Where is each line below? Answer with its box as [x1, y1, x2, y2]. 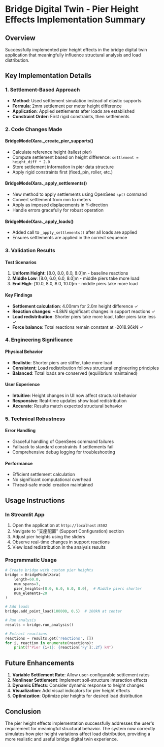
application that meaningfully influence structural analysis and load [5, 52, 141, 58]
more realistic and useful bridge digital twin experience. [5, 736, 118, 742]
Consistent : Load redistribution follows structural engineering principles [12, 365, 159, 371]
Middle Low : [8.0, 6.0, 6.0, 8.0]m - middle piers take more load [12, 275, 139, 281]
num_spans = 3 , [14, 581, 41, 586]
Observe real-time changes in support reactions [12, 539, 110, 545]
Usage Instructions [5, 496, 65, 505]
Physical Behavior [5, 349, 43, 354]
